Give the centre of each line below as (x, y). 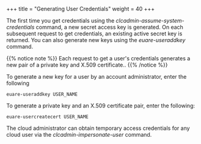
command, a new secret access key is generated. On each (109, 27)
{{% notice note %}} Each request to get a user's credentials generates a (98, 58)
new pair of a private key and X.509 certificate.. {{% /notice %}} (87, 65)
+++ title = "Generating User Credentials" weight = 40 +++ (81, 9)
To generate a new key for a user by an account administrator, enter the (97, 77)
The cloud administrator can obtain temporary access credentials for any (98, 128)
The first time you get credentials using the (60, 20)
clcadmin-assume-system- (150, 20)
